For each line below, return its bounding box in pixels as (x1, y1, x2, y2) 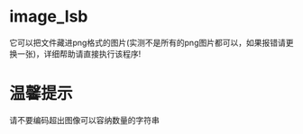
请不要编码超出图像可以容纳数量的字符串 (9, 114, 160, 125)
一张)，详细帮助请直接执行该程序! (16, 48, 142, 59)
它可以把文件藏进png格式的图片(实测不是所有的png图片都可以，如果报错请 (9, 37, 286, 48)
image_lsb (9, 6, 88, 27)
